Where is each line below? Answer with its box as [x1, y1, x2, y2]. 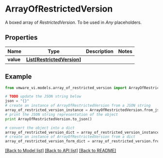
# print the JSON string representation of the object [5, 112, 118, 117]
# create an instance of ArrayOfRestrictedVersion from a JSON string [5, 103, 151, 108]
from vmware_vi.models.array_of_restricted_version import [5, 85, 127, 90]
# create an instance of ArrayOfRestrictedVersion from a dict [5, 134, 136, 139]
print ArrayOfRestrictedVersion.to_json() [5, 116, 92, 122]
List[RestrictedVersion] [26, 56, 81, 63]
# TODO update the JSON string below [5, 94, 81, 99]
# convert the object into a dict [5, 125, 75, 130]
